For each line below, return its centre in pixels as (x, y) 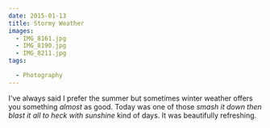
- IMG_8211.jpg (41, 53)
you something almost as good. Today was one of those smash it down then (135, 106)
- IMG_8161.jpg (41, 38)
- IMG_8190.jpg (41, 46)
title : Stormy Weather (46, 23)
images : (21, 31)
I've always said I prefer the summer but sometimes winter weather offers (131, 98)
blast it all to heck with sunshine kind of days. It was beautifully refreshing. (133, 115)
